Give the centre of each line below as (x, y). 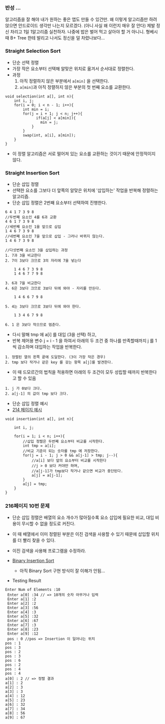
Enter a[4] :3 (22, 612)
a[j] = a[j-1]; (47, 475)
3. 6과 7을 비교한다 (23, 283)
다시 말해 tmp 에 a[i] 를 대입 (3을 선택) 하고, (54, 334)
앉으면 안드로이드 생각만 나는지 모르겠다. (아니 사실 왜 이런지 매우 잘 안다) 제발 (80, 26)
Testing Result (27, 581)
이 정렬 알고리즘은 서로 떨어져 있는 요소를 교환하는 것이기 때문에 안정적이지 (84, 153)
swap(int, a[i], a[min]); (49, 135)
